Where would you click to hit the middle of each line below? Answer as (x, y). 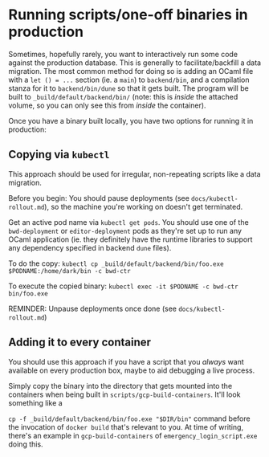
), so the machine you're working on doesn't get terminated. (143, 206)
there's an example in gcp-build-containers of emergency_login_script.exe (133, 435)
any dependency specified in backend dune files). (90, 247)
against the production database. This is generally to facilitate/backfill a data (135, 63)
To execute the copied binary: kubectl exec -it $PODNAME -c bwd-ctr (123, 286)
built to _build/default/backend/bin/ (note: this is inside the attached (123, 96)
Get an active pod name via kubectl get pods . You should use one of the (128, 222)
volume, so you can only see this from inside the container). (107, 105)
